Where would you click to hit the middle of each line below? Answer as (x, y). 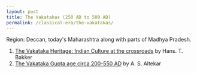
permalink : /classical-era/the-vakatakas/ (60, 23)
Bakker (24, 58)
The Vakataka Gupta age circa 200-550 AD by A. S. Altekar (88, 64)
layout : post (22, 12)
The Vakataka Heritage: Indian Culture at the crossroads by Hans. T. (99, 51)
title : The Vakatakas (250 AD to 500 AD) (59, 17)
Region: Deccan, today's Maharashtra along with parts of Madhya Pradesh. (99, 40)
